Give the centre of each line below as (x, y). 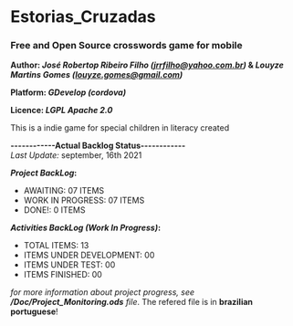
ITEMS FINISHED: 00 (63, 275)
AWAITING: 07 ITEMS (64, 191)
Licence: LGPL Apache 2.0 (62, 110)
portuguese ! (34, 311)
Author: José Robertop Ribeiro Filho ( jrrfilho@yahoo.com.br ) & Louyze (147, 65)
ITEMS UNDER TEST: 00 (69, 265)
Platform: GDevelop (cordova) (68, 92)
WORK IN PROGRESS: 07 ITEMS (84, 200)
